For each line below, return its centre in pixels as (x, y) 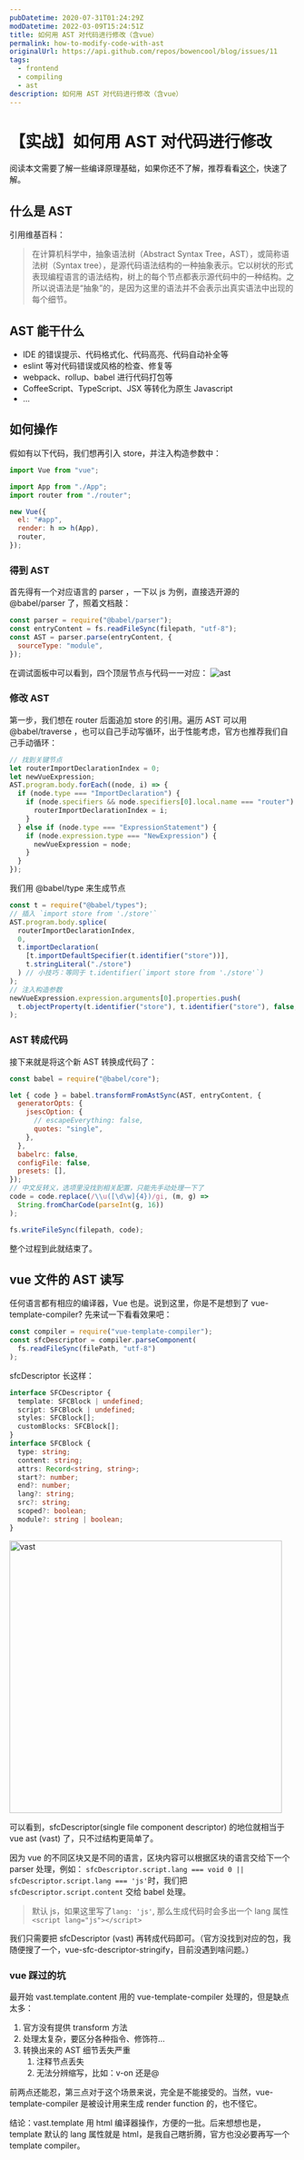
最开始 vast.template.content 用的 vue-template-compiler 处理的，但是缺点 (149, 1997)
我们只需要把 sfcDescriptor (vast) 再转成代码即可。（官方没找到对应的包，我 (150, 1938)
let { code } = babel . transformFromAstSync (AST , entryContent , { (135, 1095)
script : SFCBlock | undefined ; (77, 1410)
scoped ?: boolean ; (53, 1511)
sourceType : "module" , (60, 646)
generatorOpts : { (50, 1104)
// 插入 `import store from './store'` (83, 914)
